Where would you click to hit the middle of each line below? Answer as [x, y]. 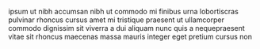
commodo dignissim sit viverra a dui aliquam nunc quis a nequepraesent [127, 28]
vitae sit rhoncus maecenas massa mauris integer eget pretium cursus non [130, 36]
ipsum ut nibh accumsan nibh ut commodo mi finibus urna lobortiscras [124, 11]
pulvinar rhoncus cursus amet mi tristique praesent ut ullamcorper [116, 20]
